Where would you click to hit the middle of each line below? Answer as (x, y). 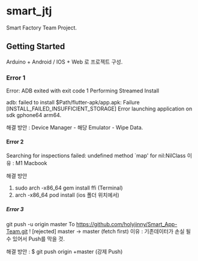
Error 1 (16, 77)
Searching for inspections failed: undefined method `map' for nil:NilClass (96, 156)
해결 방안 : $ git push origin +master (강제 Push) (64, 252)
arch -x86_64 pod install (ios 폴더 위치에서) (67, 195)
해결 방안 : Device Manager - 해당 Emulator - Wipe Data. (75, 128)
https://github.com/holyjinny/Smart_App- (127, 224)
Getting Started (36, 46)
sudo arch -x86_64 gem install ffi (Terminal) (69, 188)
